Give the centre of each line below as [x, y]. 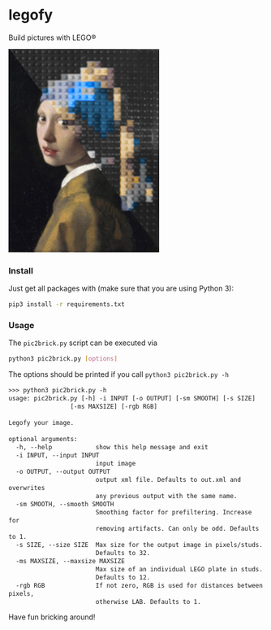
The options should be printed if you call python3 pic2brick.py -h [119, 374]
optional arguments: [43, 440]
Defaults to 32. [123, 553]
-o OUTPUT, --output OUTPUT [63, 472]
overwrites [27, 488]
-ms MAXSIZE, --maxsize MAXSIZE [71, 562]
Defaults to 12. [123, 578]
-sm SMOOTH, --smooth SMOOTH [65, 505]
